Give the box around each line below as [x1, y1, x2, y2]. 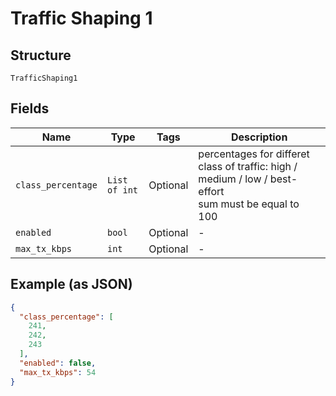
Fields [10, 100, 50, 117]
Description [230, 130, 288, 144]
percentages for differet [198, 147, 310, 161]
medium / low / [198, 172, 268, 186]
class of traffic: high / [198, 159, 298, 173]
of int [106, 184, 139, 196]
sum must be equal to [198, 197, 300, 211]
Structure [10, 47, 72, 64]
